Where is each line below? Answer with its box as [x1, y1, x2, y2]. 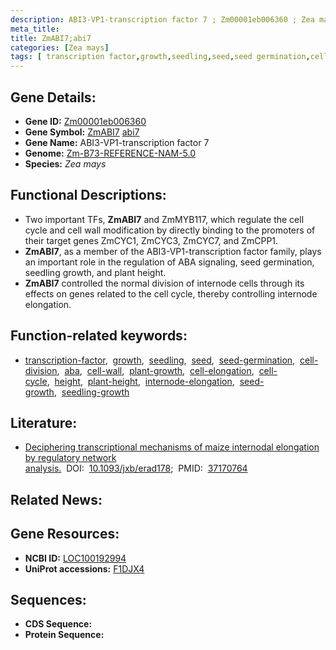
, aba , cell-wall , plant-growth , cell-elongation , [56, 364, 255, 376]
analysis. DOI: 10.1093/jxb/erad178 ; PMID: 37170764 [24, 462, 248, 475]
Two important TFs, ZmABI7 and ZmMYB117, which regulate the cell [24, 213, 305, 225]
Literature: [10, 414, 78, 431]
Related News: [10, 491, 103, 508]
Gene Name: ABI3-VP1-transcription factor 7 [24, 136, 210, 148]
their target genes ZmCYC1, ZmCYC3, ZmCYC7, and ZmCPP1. [24, 234, 279, 246]
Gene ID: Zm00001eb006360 [24, 115, 147, 127]
